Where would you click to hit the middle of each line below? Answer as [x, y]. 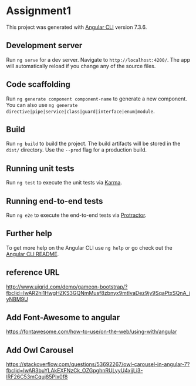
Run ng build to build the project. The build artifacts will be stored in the [93, 144]
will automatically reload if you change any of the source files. [81, 66]
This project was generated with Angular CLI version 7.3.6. [77, 27]
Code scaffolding [38, 84]
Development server [44, 46]
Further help [29, 234]
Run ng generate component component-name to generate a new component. [97, 99]
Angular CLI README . [33, 254]
